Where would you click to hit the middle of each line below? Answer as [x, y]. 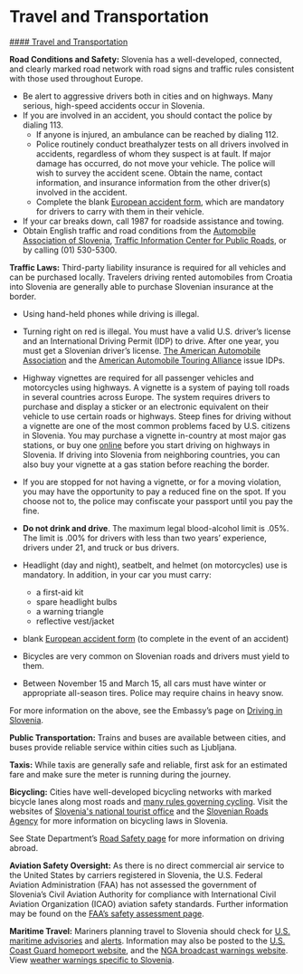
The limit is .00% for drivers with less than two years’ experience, [144, 538]
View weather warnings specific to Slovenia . [92, 960]
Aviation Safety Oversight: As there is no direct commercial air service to [147, 865]
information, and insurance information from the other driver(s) [153, 182]
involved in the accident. [82, 192]
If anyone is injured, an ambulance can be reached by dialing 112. [157, 134]
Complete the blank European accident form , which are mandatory [160, 202]
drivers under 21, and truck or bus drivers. [101, 547]
